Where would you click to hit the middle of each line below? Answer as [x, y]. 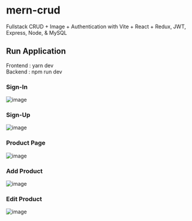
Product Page [26, 143]
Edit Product [24, 199]
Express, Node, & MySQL [37, 32]
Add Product [24, 171]
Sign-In [17, 87]
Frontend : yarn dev [30, 65]
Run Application [36, 51]
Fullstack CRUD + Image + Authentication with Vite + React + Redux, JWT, [96, 26]
